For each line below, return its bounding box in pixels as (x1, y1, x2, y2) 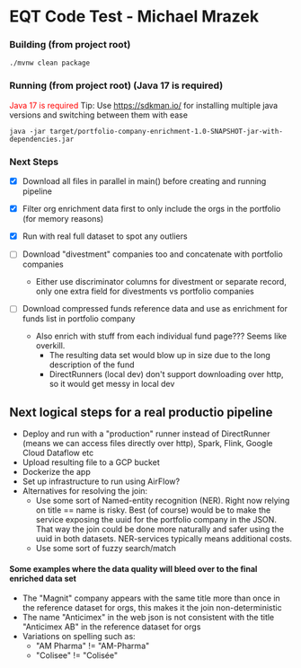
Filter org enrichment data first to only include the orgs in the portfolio (22, 204, 281, 215)
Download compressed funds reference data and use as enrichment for (22, 303, 288, 314)
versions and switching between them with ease (9, 110, 189, 120)
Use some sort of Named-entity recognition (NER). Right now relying (35, 496, 290, 506)
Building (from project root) (9, 39, 131, 51)
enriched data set (9, 573, 76, 584)
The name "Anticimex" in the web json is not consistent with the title (22, 612, 275, 623)
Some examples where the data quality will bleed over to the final (9, 563, 258, 574)
